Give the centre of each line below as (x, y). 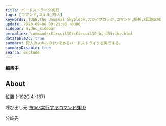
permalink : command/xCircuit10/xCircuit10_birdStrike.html (69, 34)
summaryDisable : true (28, 48)
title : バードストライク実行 (32, 10)
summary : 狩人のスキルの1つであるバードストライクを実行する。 (64, 43)
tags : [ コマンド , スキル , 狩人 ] (34, 15)
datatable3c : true (25, 39)
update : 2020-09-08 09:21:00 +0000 (43, 24)
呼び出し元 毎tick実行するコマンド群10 (46, 108)
